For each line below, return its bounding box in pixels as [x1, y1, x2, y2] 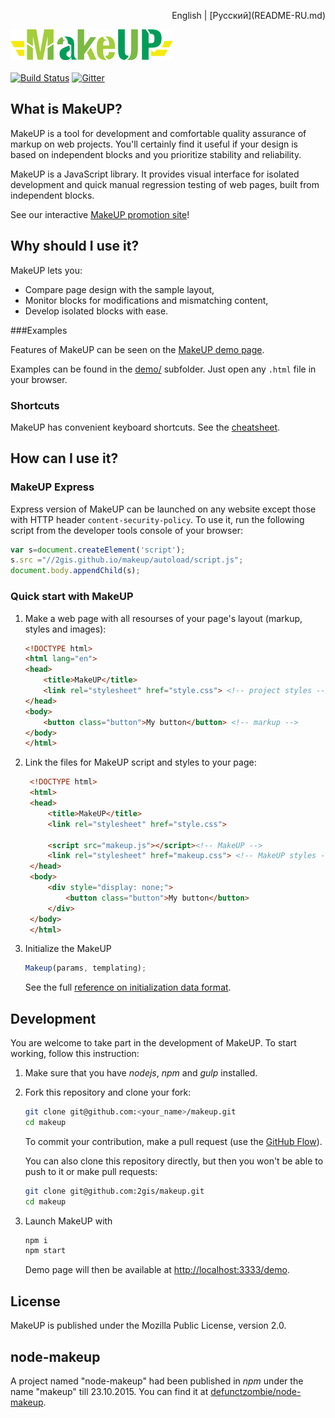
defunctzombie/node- [210, 1385, 302, 1397]
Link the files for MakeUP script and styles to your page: [24, 756, 257, 769]
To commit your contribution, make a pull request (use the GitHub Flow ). [24, 1135, 323, 1147]
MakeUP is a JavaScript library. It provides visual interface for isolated [10, 168, 300, 180]
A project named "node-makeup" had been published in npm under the [10, 1375, 304, 1387]
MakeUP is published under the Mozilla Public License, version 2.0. [10, 1320, 287, 1332]
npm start [24, 1246, 67, 1256]
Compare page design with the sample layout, [24, 283, 215, 295]
